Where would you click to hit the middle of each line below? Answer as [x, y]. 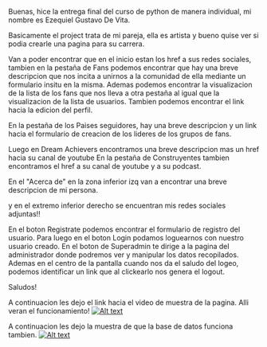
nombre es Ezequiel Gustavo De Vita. [69, 20]
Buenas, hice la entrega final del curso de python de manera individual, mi [130, 12]
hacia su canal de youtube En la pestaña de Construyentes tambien [119, 158]
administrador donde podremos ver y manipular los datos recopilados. [124, 255]
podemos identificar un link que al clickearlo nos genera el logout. [117, 271]
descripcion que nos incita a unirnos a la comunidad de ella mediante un [127, 76]
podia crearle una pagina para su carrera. [77, 44]
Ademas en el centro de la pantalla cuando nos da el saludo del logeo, [124, 263]
